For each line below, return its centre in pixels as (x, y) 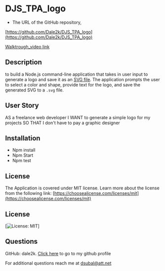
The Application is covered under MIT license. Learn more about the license (82, 188)
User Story (22, 106)
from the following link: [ (30, 193)
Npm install (24, 150)
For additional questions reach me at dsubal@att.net (58, 263)
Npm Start (23, 155)
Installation (23, 138)
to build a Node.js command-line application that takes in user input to (77, 74)
